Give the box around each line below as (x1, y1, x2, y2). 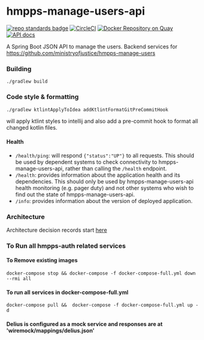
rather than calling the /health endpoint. (65, 164, 167, 172)
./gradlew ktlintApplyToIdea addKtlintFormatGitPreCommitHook (6, 106, 168, 113)
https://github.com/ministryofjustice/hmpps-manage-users (6, 49, 156, 56)
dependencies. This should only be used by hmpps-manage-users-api (15, 177, 194, 185)
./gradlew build (6, 78, 48, 85)
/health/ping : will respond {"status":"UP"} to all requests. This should (15, 152, 195, 159)
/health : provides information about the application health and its (15, 171, 181, 179)
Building (6, 64, 32, 73)
